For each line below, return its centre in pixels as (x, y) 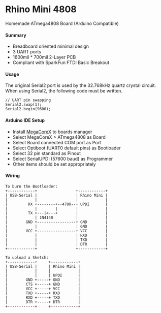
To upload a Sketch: (27, 258)
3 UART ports (27, 52)
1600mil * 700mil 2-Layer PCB (44, 57)
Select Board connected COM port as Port (57, 142)
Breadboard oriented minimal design (51, 46)
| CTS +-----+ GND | (43, 284)
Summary (16, 35)
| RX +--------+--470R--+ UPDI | (57, 204)
